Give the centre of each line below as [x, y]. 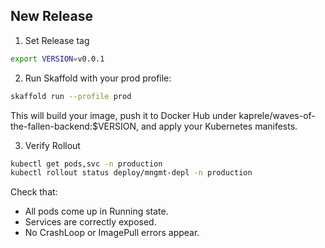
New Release [51, 16]
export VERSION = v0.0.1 [57, 59]
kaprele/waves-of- [277, 115]
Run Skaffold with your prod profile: [98, 78]
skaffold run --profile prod [71, 96]
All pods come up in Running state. [96, 211]
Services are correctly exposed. [90, 222]
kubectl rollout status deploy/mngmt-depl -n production [131, 173]
